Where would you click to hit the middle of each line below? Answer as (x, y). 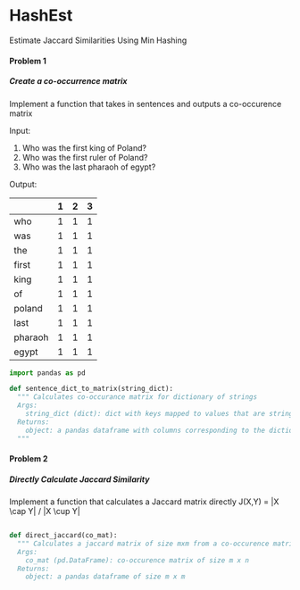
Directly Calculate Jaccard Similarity (79, 479)
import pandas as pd (48, 373)
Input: (20, 130)
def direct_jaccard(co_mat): (63, 536)
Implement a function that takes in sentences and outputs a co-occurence (146, 104)
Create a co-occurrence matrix (68, 81)
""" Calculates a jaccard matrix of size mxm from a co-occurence (143, 544)
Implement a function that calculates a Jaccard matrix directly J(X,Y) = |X (144, 502)
